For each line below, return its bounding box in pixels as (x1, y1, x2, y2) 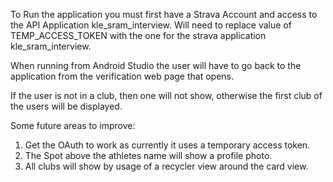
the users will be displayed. (10, 100, 123, 112)
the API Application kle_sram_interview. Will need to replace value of (10, 19, 292, 31)
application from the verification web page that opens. (10, 70, 235, 82)
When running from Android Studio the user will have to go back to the (10, 60, 302, 71)
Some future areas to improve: (10, 120, 136, 131)
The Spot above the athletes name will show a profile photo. (24, 150, 273, 161)
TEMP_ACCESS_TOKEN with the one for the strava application (10, 30, 267, 41)
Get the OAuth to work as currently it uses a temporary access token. (24, 139, 311, 151)
